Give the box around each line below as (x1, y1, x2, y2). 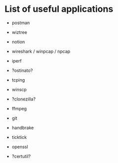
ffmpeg (11, 105, 27, 111)
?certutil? (11, 153, 31, 159)
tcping (11, 77, 25, 83)
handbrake (11, 125, 34, 130)
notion (11, 38, 25, 45)
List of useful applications (4, 3, 114, 15)
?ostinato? (11, 67, 33, 73)
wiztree (11, 29, 28, 35)
